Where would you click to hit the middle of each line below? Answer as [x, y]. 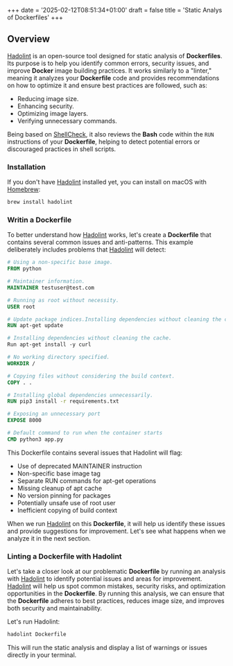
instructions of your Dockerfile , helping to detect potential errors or [104, 141]
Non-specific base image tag [59, 473]
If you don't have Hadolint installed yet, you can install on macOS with [107, 182]
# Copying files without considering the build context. [91, 376]
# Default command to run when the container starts [85, 433]
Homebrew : [24, 189]
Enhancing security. [45, 106]
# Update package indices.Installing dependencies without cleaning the [114, 319]
